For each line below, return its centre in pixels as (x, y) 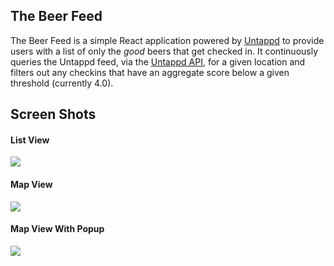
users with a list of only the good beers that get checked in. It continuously (164, 51)
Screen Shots (53, 114)
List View (30, 140)
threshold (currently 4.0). (62, 83)
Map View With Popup (57, 229)
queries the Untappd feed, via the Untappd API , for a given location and (158, 61)
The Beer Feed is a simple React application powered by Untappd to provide (167, 40)
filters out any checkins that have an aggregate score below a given (150, 72)
